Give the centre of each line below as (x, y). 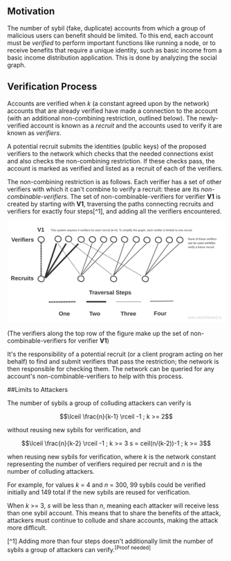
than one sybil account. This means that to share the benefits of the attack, (114, 513)
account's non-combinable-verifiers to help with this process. (95, 376)
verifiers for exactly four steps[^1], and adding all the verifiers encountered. (114, 211)
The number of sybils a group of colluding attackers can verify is (99, 403)
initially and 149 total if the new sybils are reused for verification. (99, 492)
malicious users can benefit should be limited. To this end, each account (110, 35)
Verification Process (52, 87)
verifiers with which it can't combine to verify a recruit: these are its (103, 189)
